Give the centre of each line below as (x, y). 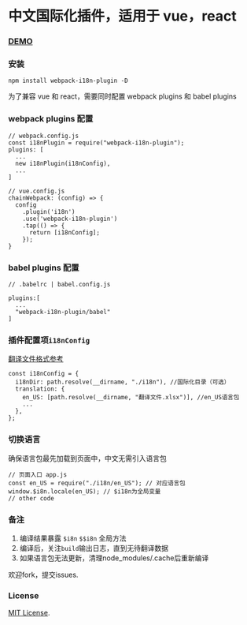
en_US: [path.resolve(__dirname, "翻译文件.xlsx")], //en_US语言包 (131, 398)
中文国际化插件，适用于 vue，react (123, 16)
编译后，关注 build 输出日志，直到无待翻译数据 (94, 548)
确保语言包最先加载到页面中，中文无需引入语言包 (87, 458)
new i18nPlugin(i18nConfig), (63, 163)
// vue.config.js (37, 191)
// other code (31, 498)
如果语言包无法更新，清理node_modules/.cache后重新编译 (114, 558)
